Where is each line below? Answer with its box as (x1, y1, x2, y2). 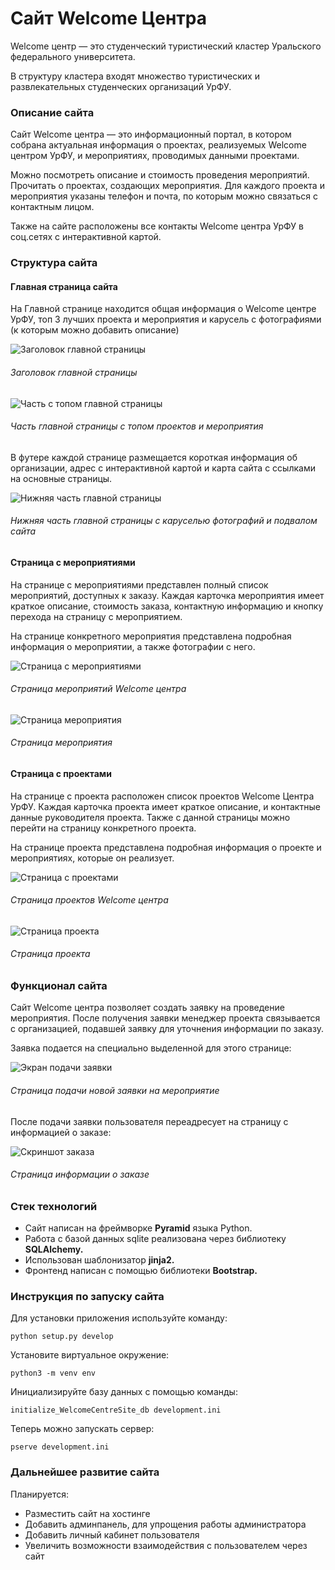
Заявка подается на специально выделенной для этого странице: (10, 1042, 292, 1054)
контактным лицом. (10, 201, 95, 213)
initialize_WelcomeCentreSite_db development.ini (10, 1405, 222, 1416)
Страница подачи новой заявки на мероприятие (10, 1084, 220, 1096)
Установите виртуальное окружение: (10, 1349, 170, 1361)
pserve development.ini (10, 1442, 110, 1452)
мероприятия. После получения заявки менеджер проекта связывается (10, 1012, 321, 1024)
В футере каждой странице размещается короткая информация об (10, 451, 298, 463)
